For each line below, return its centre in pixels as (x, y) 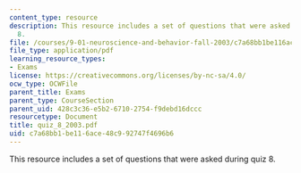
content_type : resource (54, 17)
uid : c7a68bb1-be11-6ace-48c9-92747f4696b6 (92, 134)
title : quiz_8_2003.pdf (54, 126)
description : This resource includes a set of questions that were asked (150, 26)
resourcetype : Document (54, 117)
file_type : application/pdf (62, 51)
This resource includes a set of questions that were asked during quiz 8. (142, 159)
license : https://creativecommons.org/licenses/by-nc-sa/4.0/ (128, 76)
